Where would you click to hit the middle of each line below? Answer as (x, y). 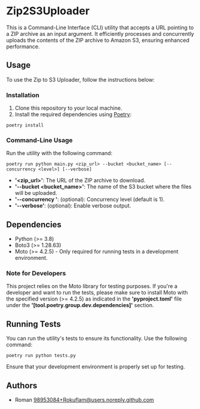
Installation (23, 95)
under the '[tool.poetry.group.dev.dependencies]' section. (80, 305)
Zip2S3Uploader (48, 11)
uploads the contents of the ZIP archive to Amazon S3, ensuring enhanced (98, 40)
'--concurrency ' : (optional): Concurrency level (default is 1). (90, 199)
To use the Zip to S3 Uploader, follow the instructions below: (81, 79)
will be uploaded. (36, 193)
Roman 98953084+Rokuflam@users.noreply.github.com (84, 400)
